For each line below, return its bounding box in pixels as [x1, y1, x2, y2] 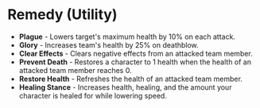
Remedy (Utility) [7, 6, 118, 24]
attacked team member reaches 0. [18, 65, 132, 75]
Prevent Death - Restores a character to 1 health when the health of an [18, 57, 252, 67]
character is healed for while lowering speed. [18, 91, 168, 100]
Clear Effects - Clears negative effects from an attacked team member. [18, 48, 254, 58]
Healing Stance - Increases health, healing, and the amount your [18, 82, 232, 92]
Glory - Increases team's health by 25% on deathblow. [18, 40, 200, 49]
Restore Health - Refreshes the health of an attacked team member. [18, 74, 243, 83]
